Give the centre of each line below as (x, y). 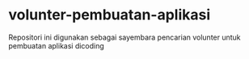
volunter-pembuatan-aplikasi (110, 15)
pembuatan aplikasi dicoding (57, 45)
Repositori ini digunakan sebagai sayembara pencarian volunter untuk (124, 37)
